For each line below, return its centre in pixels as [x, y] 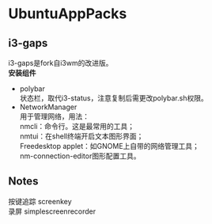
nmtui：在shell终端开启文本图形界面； [81, 136]
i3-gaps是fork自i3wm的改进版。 [61, 63]
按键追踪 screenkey [40, 201]
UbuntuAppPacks [68, 14]
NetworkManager [48, 107]
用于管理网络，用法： [54, 116]
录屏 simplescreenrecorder [52, 211]
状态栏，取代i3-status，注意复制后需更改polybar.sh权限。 [114, 98]
